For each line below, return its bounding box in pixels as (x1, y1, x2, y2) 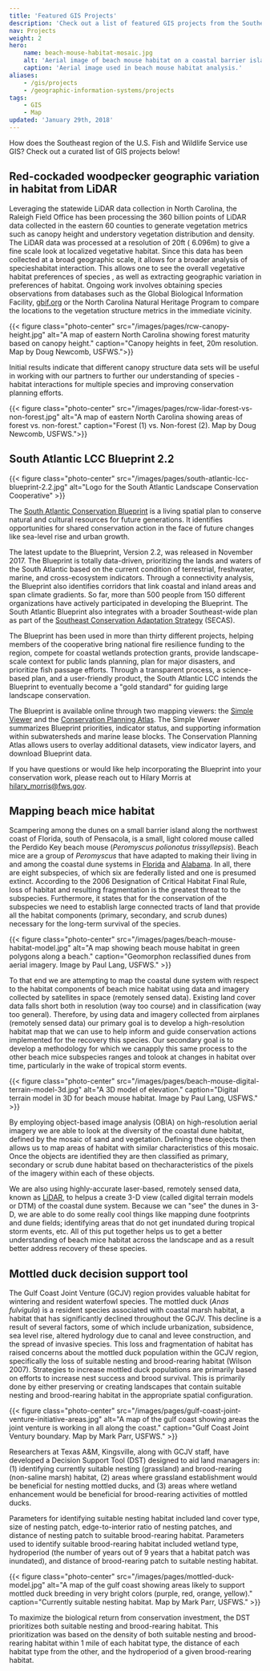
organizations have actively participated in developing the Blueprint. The (9, 598, 248, 607)
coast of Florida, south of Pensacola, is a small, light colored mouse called (9, 834, 255, 844)
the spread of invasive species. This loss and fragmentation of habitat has (9, 1339, 253, 1349)
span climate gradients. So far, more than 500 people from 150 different (9, 590, 246, 599)
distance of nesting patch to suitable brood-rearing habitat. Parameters (9, 1531, 244, 1540)
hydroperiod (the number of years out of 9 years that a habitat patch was (9, 1548, 251, 1557)
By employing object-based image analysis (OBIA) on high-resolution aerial (9, 1117, 258, 1127)
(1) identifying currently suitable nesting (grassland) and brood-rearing (9, 1464, 243, 1474)
